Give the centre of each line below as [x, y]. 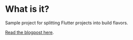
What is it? [27, 9]
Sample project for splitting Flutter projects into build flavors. [66, 23]
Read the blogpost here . [30, 32]
